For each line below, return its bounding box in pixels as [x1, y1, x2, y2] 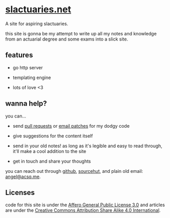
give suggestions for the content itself [12, 132, 93, 139]
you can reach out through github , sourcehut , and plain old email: [5, 168, 143, 174]
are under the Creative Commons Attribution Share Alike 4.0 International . [5, 207, 161, 213]
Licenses [5, 188, 35, 197]
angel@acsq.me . [5, 173, 41, 180]
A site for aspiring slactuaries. [5, 21, 68, 27]
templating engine [12, 74, 51, 81]
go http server [12, 64, 43, 70]
